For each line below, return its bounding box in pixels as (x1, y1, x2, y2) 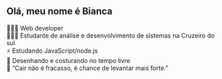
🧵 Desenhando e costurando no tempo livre (6, 56, 131, 64)
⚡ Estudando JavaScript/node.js (6, 46, 98, 55)
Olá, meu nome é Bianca (6, 6, 113, 17)
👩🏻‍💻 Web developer (6, 24, 64, 32)
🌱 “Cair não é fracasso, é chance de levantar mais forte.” (6, 64, 169, 72)
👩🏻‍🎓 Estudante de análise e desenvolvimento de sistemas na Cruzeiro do (6, 31, 215, 39)
